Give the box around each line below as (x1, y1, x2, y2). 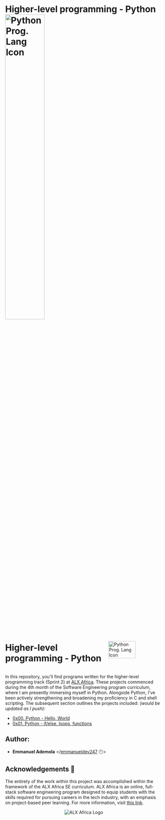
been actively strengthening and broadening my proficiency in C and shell (5, 694, 157, 701)
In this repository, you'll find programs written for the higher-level (5, 673, 140, 679)
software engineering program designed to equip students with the (17, 789, 156, 795)
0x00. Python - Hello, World (12, 715, 70, 721)
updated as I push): (5, 705, 46, 711)
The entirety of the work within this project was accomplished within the (5, 778, 154, 784)
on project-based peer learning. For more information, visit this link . (5, 799, 144, 805)
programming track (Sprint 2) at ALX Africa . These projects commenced (5, 679, 154, 685)
